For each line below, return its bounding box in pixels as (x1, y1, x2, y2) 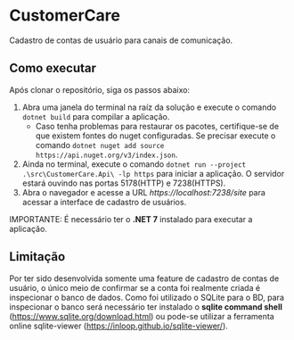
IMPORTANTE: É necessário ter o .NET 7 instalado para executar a (9, 213, 253, 224)
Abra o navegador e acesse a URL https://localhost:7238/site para (21, 187, 265, 197)
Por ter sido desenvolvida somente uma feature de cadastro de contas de (9, 273, 280, 284)
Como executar (9, 61, 96, 76)
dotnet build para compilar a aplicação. (21, 111, 170, 121)
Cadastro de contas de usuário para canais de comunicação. (9, 35, 233, 46)
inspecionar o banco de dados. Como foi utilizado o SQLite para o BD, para (9, 292, 285, 303)
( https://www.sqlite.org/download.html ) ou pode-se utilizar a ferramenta (9, 311, 274, 321)
